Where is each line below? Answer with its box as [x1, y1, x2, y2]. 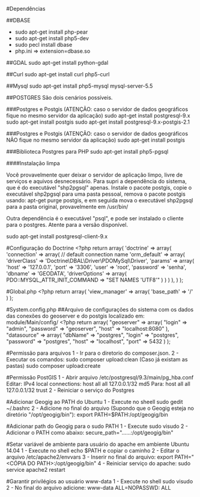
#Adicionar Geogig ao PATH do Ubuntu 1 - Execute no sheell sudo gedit [6, 399, 183, 405]
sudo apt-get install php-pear [14, 28, 88, 35]
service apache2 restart [6, 466, 65, 473]
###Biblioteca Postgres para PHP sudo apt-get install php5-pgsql [6, 148, 169, 155]
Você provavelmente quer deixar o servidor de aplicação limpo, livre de [6, 171, 183, 178]
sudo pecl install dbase [14, 41, 73, 48]
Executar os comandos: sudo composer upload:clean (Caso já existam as [6, 356, 188, 363]
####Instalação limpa [6, 160, 60, 167]
